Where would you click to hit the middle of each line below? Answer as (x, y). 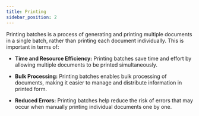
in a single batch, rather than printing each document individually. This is (95, 40)
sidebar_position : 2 (32, 17)
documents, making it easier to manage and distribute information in (98, 82)
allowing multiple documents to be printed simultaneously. (86, 65)
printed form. (31, 89)
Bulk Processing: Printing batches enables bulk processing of (91, 76)
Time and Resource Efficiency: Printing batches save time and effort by (103, 58)
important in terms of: (33, 47)
